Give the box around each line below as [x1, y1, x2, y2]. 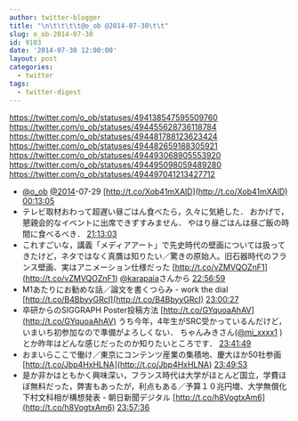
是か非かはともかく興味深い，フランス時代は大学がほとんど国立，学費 [21, 369, 279, 380]
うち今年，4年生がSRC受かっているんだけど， [118, 315, 287, 326]
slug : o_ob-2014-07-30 [9, 29, 93, 38]
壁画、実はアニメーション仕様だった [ [37, 262, 175, 272]
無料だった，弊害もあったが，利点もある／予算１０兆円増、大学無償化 [29, 380, 287, 392]
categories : [9, 63, 53, 72]
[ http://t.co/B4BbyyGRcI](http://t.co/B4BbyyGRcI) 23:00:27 [21, 294, 239, 304]
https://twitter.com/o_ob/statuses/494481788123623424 [9, 131, 218, 142]
